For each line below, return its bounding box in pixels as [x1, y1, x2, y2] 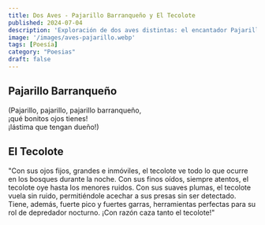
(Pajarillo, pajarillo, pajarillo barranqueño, [8, 105, 142, 115]
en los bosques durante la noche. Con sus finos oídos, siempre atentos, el [8, 174, 249, 183]
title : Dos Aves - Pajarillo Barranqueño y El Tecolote [8, 11, 196, 20]
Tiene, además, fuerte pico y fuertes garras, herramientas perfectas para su [8, 199, 256, 208]
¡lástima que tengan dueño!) [8, 122, 99, 131]
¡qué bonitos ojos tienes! [8, 113, 88, 123]
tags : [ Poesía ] [8, 41, 58, 49]
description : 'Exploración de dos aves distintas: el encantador [8, 26, 227, 34]
